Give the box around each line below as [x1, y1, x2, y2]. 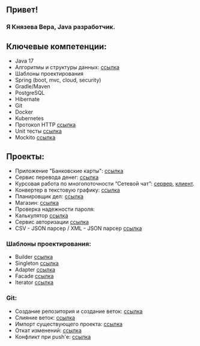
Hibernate [14, 96, 40, 103]
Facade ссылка [14, 273, 54, 280]
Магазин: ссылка [14, 199, 59, 206]
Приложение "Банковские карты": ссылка [14, 167, 124, 174]
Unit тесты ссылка [14, 127, 62, 135]
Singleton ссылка [14, 259, 59, 267]
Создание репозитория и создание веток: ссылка [14, 308, 143, 315]
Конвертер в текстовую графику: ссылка [14, 186, 120, 193]
